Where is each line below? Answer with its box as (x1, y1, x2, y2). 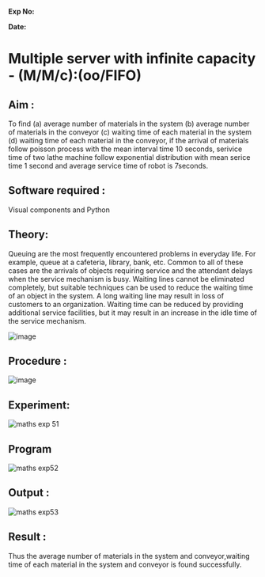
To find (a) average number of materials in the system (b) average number (8, 119, 250, 128)
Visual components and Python (8, 205, 111, 214)
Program (8, 442, 52, 456)
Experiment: (8, 398, 70, 412)
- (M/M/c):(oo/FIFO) (8, 66, 142, 85)
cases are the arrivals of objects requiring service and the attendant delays (8, 265, 253, 275)
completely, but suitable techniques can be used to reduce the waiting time (8, 283, 253, 292)
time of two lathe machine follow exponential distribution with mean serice (8, 153, 251, 161)
